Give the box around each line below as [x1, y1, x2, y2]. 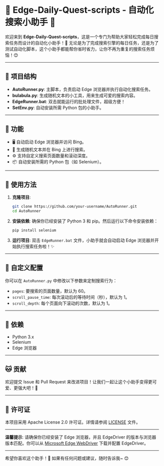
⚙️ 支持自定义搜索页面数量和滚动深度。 [12, 153, 90, 158]
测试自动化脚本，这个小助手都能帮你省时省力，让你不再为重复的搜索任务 [5, 46, 150, 52]
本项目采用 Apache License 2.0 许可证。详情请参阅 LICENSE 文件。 [5, 419, 141, 425]
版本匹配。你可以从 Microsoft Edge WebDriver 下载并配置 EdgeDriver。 [5, 441, 149, 446]
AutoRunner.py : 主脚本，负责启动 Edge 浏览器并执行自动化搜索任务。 [12, 86, 153, 92]
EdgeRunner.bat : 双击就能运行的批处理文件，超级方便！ [12, 98, 125, 104]
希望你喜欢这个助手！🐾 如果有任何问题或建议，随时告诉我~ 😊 [5, 455, 129, 461]
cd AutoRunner [12, 209, 41, 214]
